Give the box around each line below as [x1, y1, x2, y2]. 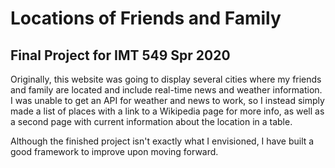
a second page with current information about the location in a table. [10, 116, 293, 127]
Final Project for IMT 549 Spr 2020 [10, 47, 231, 64]
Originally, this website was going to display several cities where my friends [10, 73, 322, 85]
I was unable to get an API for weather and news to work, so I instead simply [10, 95, 325, 106]
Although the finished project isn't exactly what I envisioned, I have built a [10, 135, 315, 147]
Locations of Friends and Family [10, 7, 282, 30]
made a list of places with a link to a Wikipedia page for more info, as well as [10, 105, 325, 117]
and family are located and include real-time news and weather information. [10, 84, 323, 96]
